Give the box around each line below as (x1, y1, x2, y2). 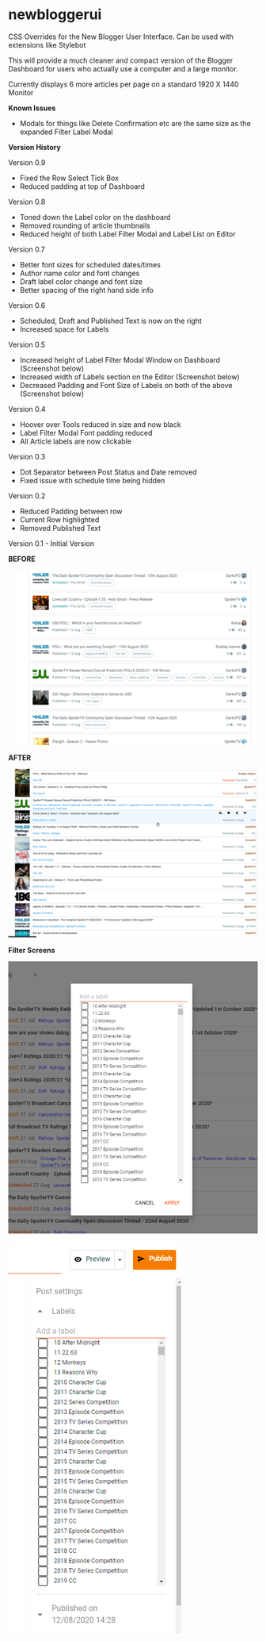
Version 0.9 (8, 157, 46, 167)
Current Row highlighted (19, 514, 100, 525)
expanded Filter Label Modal (19, 127, 113, 136)
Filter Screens (8, 945, 55, 955)
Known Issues (8, 103, 56, 113)
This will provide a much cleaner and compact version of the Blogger (8, 56, 234, 65)
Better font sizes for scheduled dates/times (19, 259, 161, 269)
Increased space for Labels (19, 324, 109, 334)
